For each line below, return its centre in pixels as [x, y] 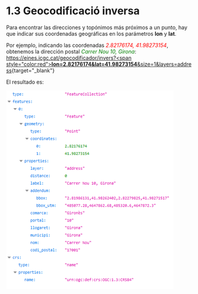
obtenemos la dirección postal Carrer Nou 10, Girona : [71, 51]
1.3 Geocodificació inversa [73, 11]
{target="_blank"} [33, 70]
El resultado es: [25, 82]
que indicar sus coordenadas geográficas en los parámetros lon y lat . [91, 33]
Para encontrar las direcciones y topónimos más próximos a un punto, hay [97, 27]
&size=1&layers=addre [164, 64]
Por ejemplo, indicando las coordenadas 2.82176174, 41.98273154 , [87, 45]
